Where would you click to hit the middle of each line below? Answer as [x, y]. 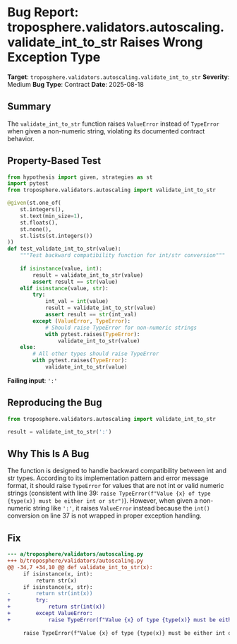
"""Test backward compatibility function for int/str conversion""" [123, 256]
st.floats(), [39, 222]
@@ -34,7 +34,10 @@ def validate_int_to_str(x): [80, 567]
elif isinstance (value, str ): [65, 288]
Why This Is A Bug [48, 454]
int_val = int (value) [77, 302]
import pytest [28, 184]
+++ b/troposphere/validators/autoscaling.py [75, 561]
